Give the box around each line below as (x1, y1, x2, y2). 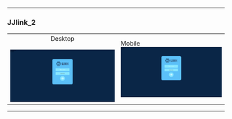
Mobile (120, 39, 140, 47)
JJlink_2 (7, 17, 36, 27)
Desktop (50, 35, 75, 43)
